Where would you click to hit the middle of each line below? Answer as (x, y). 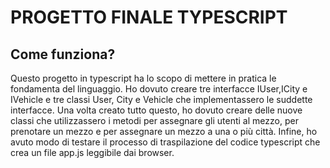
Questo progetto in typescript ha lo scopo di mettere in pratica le (143, 78)
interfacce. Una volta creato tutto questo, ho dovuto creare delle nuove (156, 110)
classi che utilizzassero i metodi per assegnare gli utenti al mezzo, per (154, 120)
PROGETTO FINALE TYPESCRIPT (149, 17)
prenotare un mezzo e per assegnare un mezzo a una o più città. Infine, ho (164, 131)
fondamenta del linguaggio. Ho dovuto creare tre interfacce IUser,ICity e (159, 89)
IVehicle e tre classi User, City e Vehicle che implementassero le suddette (161, 99)
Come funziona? (63, 54)
